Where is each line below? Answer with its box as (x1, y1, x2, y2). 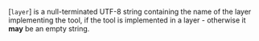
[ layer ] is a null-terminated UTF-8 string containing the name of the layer (8, 7, 252, 16)
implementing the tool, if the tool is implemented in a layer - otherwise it (8, 15, 247, 25)
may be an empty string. (8, 24, 90, 33)
